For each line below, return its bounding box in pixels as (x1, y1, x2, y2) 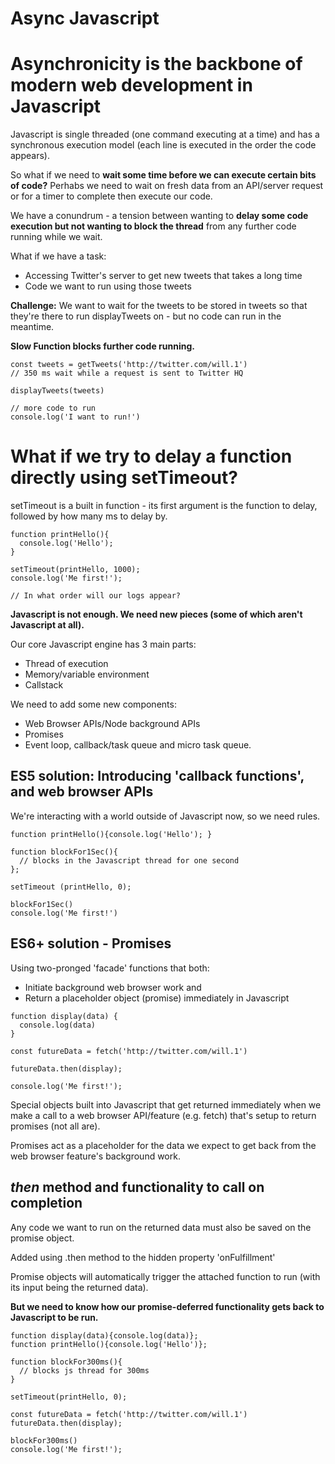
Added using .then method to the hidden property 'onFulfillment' (10, 1251, 276, 1263)
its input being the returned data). (10, 1281, 149, 1293)
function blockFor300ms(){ (10, 1357, 123, 1367)
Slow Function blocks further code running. (10, 340, 195, 352)
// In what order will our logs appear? (10, 591, 182, 601)
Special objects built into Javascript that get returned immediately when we (10, 1098, 322, 1111)
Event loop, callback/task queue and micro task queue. (24, 739, 252, 751)
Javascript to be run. (10, 1311, 99, 1323)
